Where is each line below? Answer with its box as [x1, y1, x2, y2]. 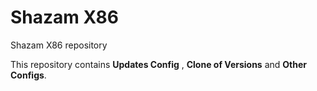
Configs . [10, 69, 47, 81]
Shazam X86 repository [10, 39, 108, 51]
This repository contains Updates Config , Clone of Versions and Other [10, 58, 308, 70]
